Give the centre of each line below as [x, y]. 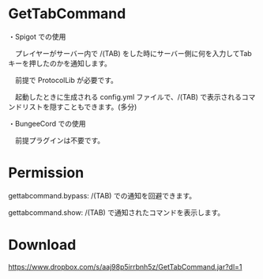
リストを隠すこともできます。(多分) [79, 107]
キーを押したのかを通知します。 [60, 63]
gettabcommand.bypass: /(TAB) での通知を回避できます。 [102, 195]
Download [42, 245]
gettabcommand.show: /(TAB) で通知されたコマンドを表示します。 [116, 212]
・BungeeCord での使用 [47, 123]
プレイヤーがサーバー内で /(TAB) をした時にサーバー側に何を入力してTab [133, 53]
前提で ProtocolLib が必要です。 [66, 80]
